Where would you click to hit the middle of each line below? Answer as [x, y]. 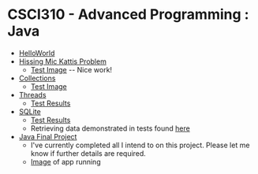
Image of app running [65, 161]
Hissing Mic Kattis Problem [63, 61]
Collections [37, 78]
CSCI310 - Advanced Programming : [128, 15]
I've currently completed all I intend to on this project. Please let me [140, 145]
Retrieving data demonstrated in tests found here [110, 128]
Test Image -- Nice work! [71, 69]
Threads [32, 94]
